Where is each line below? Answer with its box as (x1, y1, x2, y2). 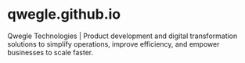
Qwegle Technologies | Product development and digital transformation (7, 31, 238, 40)
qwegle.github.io (7, 5, 121, 23)
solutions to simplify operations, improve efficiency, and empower (7, 39, 220, 48)
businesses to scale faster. (7, 47, 94, 57)
